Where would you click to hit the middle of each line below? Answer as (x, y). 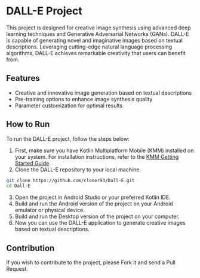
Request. (17, 269)
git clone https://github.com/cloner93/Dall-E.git (70, 180)
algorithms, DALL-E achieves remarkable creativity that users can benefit (96, 53)
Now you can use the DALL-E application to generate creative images (100, 223)
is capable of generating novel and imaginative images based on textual (95, 40)
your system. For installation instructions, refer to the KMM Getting (97, 156)
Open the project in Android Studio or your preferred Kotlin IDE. (93, 197)
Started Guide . (33, 163)
